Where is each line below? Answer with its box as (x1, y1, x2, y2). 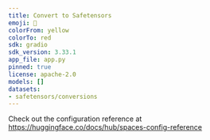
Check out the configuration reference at (8, 114, 142, 123)
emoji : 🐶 (8, 19, 37, 27)
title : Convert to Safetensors (8, 11, 112, 20)
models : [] (8, 78, 45, 85)
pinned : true (8, 63, 52, 71)
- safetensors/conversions (8, 93, 98, 100)
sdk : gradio (8, 41, 48, 49)
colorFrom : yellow (8, 26, 69, 34)
